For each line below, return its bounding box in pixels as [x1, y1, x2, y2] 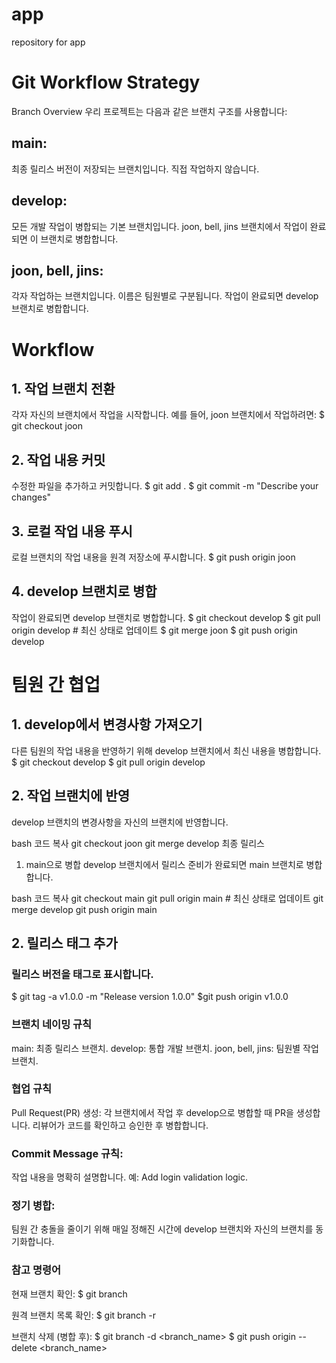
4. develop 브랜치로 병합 [11, 583, 158, 600]
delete [11, 1341, 38, 1353]
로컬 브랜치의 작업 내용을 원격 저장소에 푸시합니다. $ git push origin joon [11, 551, 296, 563]
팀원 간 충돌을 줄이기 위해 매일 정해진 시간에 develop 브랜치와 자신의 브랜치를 [11, 1223, 314, 1235]
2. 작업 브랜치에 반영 [11, 788, 131, 805]
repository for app [11, 36, 86, 48]
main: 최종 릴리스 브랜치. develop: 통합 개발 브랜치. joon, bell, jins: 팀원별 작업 [11, 1042, 319, 1054]
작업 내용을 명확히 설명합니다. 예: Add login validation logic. [11, 1171, 249, 1183]
